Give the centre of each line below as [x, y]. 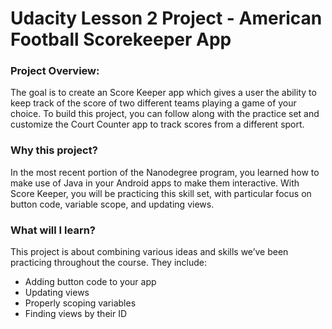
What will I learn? [53, 230]
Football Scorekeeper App [121, 39]
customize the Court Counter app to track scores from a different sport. [157, 124]
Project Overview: [55, 71]
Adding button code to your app [90, 282]
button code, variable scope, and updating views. [112, 204]
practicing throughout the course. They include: [109, 263]
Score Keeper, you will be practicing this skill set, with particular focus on [161, 193]
